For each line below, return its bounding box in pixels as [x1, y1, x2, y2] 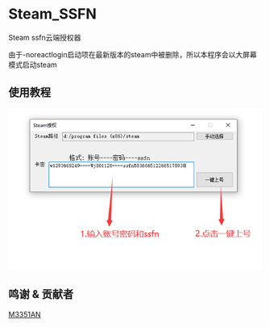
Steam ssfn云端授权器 [8, 32, 82, 42]
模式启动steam [8, 60, 58, 69]
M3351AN [8, 309, 42, 319]
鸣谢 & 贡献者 [8, 287, 74, 301]
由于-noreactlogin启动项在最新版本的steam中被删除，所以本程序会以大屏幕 [8, 49, 258, 59]
